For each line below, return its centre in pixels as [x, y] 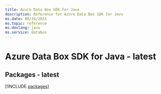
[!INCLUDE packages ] [27, 86]
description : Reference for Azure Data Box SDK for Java [64, 14]
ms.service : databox [26, 32]
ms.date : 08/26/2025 [26, 19]
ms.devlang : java [23, 28]
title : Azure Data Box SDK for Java [42, 10]
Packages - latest [32, 75]
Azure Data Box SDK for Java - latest [80, 57]
